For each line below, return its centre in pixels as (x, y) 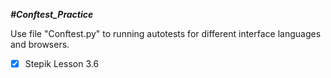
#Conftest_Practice (52, 14)
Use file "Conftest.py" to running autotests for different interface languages (166, 33)
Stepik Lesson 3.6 (62, 63)
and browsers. (40, 44)
